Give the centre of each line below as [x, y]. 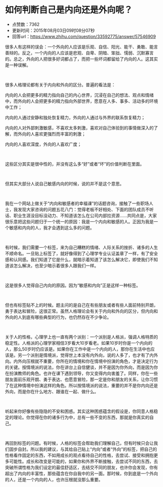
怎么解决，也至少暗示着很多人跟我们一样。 [56, 266]
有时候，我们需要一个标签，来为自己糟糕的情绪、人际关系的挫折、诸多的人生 [81, 247]
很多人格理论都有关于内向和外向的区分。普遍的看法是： [60, 84]
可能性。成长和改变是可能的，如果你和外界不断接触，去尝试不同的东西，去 [83, 461]
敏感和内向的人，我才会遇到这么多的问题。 [52, 227]
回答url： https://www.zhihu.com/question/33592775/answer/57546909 [84, 36]
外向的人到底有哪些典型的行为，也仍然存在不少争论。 [58, 317]
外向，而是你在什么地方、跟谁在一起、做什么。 [52, 391]
